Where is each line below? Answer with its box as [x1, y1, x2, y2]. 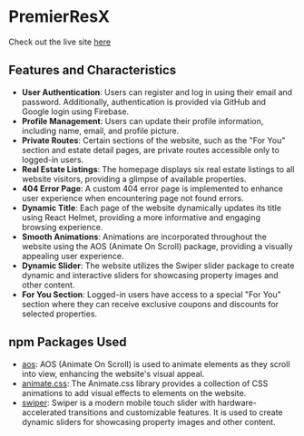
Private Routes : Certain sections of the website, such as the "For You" [21, 134, 286, 146]
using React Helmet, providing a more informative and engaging [21, 211, 260, 223]
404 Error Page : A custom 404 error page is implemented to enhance [21, 183, 283, 194]
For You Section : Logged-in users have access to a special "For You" [21, 288, 282, 300]
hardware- [217, 397, 258, 408]
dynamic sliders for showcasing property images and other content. [21, 416, 276, 427]
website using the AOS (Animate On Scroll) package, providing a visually [21, 240, 293, 251]
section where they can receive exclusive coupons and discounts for [21, 298, 279, 309]
